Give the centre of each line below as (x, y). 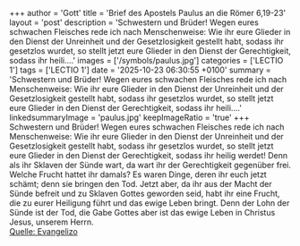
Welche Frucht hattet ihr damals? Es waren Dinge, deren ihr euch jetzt (138, 174)
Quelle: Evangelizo (43, 231)
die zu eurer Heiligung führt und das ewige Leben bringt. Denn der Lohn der (150, 203)
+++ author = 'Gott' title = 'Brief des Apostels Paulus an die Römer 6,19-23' (148, 13)
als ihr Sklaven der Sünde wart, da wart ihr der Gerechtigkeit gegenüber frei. (150, 165)
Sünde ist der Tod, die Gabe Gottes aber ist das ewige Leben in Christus (142, 212)
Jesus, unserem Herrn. (51, 222)
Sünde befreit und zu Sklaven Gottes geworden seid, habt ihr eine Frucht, (145, 193)
